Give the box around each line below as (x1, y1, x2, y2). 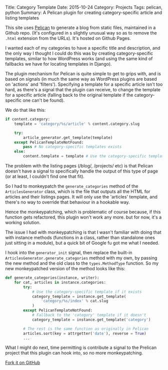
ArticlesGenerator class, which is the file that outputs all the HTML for (5, 189, 150, 195)
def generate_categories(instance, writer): (5, 275, 99, 280)
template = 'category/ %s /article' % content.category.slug (14, 121, 140, 126)
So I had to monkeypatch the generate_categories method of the (5, 183, 138, 189)
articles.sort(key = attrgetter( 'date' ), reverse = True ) (23, 331, 146, 336)
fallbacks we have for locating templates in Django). (5, 61, 112, 67)
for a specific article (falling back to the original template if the (5, 92, 133, 98)
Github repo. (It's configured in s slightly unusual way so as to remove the (5, 30, 157, 36)
